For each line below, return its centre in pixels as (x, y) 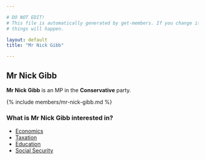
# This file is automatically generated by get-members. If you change (99, 23)
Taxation (26, 137)
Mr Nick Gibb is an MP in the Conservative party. (69, 90)
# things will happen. (35, 29)
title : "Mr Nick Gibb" (35, 45)
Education (28, 144)
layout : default (27, 40)
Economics (29, 131)
